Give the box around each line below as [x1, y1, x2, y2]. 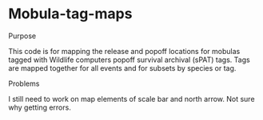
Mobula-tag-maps [8, 5, 133, 23]
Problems [8, 79, 40, 88]
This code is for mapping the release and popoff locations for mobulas [8, 46, 241, 56]
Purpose [8, 31, 37, 41]
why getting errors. [8, 103, 72, 112]
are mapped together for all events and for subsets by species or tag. [8, 63, 237, 72]
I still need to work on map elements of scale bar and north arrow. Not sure [8, 94, 255, 103]
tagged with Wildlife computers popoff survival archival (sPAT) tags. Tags [8, 55, 250, 64]
